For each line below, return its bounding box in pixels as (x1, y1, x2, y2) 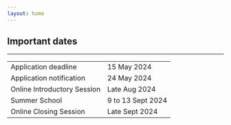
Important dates (7, 36, 78, 47)
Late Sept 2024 (107, 107, 158, 117)
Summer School (10, 95, 63, 105)
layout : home (7, 10, 45, 17)
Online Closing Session (10, 107, 85, 117)
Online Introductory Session (10, 84, 101, 94)
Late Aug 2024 (107, 84, 156, 94)
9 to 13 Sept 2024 (107, 95, 167, 105)
